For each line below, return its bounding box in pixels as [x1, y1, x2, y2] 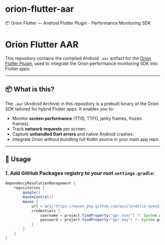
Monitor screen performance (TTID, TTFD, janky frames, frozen [12, 115, 142, 121]
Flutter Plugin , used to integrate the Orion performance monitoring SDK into [5, 60, 158, 66]
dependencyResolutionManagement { [5, 181, 76, 186]
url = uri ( [31, 204, 54, 209]
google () [23, 190, 41, 195]
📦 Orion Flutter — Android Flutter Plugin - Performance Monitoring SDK [5, 20, 151, 26]
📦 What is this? [5, 85, 55, 94]
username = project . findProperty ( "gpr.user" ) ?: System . [40, 213, 160, 218]
